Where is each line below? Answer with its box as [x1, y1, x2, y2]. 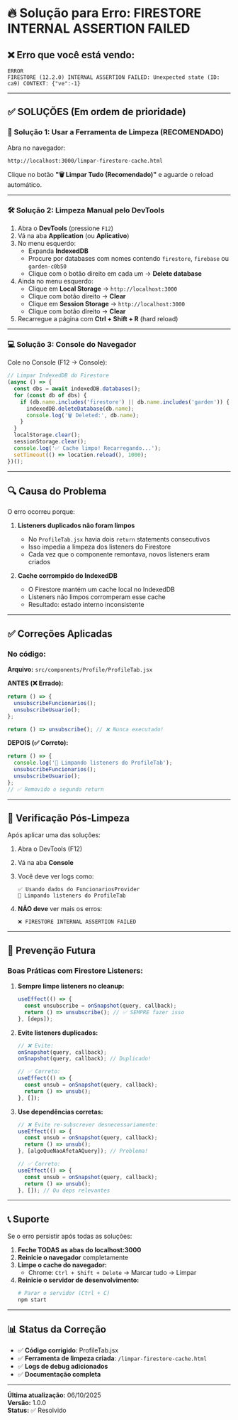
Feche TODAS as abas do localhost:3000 [17, 1246, 142, 1254]
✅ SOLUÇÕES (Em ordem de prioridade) [7, 106, 186, 118]
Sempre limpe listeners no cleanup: [17, 982, 125, 991]
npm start [17, 1296, 47, 1303]
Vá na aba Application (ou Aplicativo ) [17, 231, 130, 240]
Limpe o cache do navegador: [17, 1261, 108, 1269]
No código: [7, 649, 46, 659]
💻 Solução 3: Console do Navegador [7, 339, 137, 349]
